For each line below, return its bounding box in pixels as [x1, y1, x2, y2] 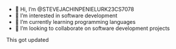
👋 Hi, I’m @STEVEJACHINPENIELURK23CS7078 [15, 6, 134, 13]
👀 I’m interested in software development [15, 12, 118, 19]
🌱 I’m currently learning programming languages [15, 19, 136, 25]
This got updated [6, 36, 49, 43]
